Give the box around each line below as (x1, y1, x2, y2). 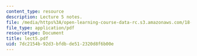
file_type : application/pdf (6, 24, 75, 31)
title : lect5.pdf (6, 36, 49, 41)
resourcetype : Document (6, 30, 64, 36)
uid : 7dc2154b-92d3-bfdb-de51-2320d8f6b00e (6, 41, 114, 47)
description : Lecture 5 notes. (6, 14, 83, 20)
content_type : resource (6, 8, 64, 15)
